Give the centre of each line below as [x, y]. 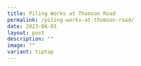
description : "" [30, 39]
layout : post [26, 33]
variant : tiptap [30, 52]
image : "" [21, 45]
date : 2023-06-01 [32, 26]
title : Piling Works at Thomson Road [62, 13]
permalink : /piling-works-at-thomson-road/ [71, 20]
